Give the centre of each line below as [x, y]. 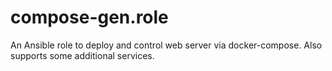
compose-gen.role [89, 17]
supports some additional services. [82, 55]
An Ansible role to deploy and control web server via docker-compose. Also [166, 45]
